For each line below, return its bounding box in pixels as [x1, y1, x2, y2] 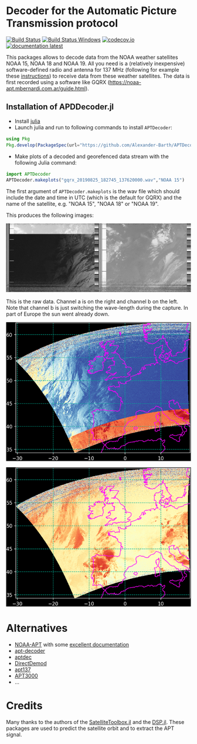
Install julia [14, 118, 40, 125]
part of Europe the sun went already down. [6, 310, 110, 317]
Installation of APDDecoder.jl [6, 102, 114, 112]
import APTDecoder [6, 171, 51, 177]
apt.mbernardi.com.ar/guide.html [6, 85, 86, 92]
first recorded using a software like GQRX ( [6, 78, 110, 86]
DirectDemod [14, 659, 47, 666]
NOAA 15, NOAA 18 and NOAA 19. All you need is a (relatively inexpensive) [6, 60, 185, 67]
